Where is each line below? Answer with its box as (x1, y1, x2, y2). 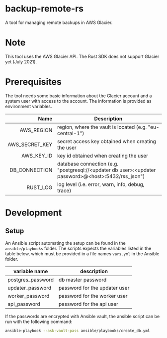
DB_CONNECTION (9, 167, 53, 173)
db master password (58, 276, 107, 283)
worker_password (7, 292, 50, 299)
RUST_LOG (26, 184, 53, 191)
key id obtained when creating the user (57, 152, 148, 159)
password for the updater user (58, 284, 130, 291)
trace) (57, 187, 72, 194)
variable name (13, 268, 48, 275)
